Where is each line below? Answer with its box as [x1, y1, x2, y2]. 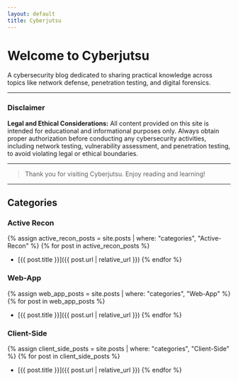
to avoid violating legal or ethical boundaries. [7, 149, 138, 158]
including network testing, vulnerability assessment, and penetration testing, [7, 141, 231, 150]
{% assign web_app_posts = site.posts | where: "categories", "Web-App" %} [7, 289, 231, 298]
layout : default [7, 10, 55, 18]
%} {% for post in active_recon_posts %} [30, 242, 150, 250]
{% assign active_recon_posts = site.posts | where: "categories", [7, 234, 196, 243]
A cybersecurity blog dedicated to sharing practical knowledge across [7, 71, 212, 79]
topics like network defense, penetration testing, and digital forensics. [7, 79, 211, 87]
